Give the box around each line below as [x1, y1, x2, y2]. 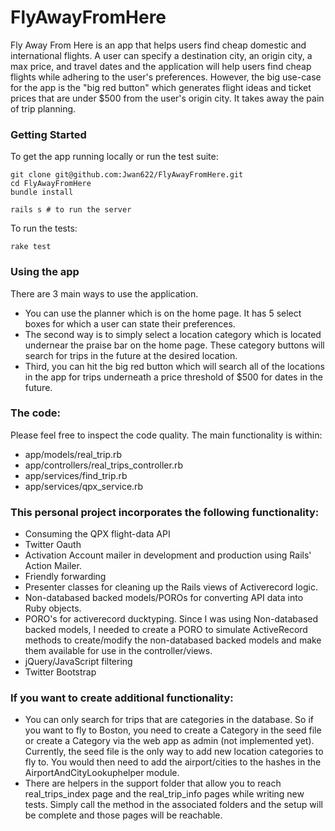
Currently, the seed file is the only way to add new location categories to [24, 746, 324, 758]
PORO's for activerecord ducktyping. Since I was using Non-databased [24, 613, 319, 625]
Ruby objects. [24, 602, 82, 615]
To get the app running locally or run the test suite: [10, 151, 219, 163]
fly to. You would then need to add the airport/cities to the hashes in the [24, 756, 322, 768]
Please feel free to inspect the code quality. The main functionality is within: [10, 429, 323, 441]
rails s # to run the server [10, 205, 132, 215]
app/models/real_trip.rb [24, 448, 123, 460]
